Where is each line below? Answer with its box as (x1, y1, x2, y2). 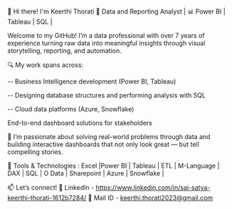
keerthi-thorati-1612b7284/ (7, 193, 87, 202)
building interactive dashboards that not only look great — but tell (7, 140, 199, 148)
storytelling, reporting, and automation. (7, 46, 122, 55)
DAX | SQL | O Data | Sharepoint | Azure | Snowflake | (7, 169, 165, 178)
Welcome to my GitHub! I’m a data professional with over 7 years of (7, 31, 205, 39)
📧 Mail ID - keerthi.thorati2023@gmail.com (88, 193, 213, 202)
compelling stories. (7, 148, 63, 156)
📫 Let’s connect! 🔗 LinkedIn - (7, 183, 95, 192)
